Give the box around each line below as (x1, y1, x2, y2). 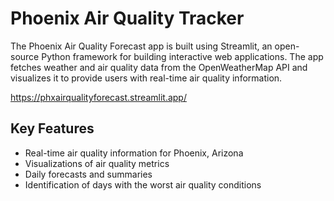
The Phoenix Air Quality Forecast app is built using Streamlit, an (10, 40, 273, 52)
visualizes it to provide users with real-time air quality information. (10, 72, 283, 84)
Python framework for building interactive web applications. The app (41, 50, 324, 62)
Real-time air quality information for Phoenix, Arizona (24, 147, 244, 159)
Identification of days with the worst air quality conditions (24, 178, 262, 191)
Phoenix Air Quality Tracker (10, 7, 245, 30)
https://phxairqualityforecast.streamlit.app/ (10, 91, 187, 103)
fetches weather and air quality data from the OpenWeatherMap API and (10, 61, 308, 73)
